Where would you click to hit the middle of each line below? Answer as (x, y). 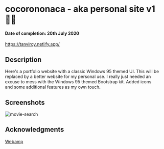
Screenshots (25, 102)
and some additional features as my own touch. (53, 87)
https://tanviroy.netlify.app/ (33, 44)
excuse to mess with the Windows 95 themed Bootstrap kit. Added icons (78, 82)
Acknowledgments (35, 130)
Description (23, 60)
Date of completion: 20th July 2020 (42, 33)
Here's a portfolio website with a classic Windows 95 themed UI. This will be (82, 72)
